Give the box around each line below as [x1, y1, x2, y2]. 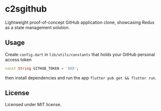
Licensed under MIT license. [5, 102, 62, 108]
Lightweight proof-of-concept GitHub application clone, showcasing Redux [5, 19, 155, 25]
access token [5, 57, 32, 63]
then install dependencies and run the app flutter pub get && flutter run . [5, 75, 157, 80]
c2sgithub [5, 3, 47, 15]
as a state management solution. [5, 24, 70, 30]
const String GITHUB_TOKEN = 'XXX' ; [5, 66, 79, 71]
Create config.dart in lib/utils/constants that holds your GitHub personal [5, 51, 155, 57]
